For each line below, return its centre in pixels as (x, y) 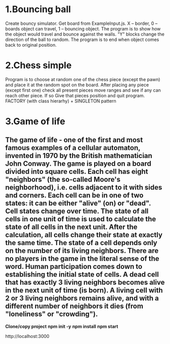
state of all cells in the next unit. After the (71, 227)
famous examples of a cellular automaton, (73, 148)
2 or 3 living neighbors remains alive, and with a (82, 298)
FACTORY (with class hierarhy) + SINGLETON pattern (61, 101)
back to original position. (31, 45)
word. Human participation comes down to (74, 267)
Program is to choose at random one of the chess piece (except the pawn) (83, 79)
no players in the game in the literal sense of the (82, 259)
